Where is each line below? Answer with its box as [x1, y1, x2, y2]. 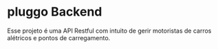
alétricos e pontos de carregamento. [7, 33, 111, 42]
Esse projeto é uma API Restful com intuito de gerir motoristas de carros [7, 27, 212, 35]
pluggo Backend [7, 4, 102, 20]
